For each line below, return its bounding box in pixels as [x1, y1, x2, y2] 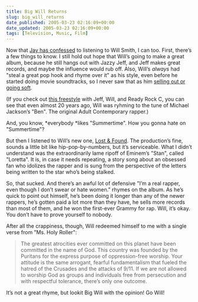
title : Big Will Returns [6, 8, 67, 15]
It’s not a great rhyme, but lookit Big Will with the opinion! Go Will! [6, 289, 165, 296]
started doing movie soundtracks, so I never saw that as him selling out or [6, 78, 186, 85]
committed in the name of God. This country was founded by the [20, 247, 178, 254]
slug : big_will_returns [6, 14, 65, 20]
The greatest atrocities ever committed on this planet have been [20, 240, 176, 247]
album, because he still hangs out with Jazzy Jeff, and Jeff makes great [6, 59, 181, 67]
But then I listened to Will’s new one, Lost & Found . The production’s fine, [6, 137, 183, 144]
